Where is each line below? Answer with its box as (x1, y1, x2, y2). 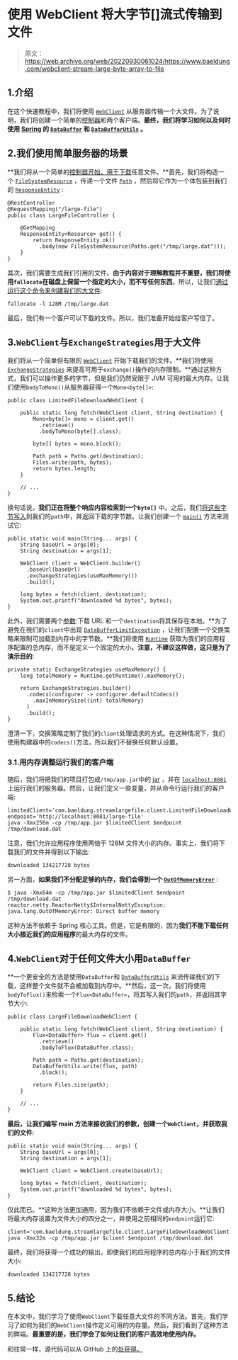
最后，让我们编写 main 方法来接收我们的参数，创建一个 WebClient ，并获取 (7, 1120, 222, 1128)
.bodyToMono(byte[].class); (38, 428, 122, 436)
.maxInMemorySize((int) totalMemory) (33, 697, 144, 705)
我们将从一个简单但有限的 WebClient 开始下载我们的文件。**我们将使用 (7, 356, 214, 365)
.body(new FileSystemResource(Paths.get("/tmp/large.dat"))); (38, 242, 227, 250)
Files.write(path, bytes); (33, 459, 113, 466)
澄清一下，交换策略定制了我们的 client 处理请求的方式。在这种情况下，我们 (7, 729, 225, 737)
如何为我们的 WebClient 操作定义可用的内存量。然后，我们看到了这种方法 (19, 1321, 229, 1330)
